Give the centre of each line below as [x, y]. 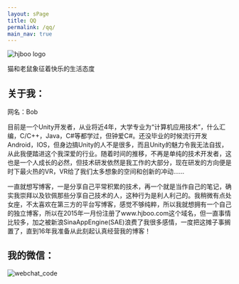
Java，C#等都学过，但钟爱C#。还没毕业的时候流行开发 [127, 136]
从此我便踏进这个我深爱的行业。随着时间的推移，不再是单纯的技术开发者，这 [119, 154]
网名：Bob [23, 112]
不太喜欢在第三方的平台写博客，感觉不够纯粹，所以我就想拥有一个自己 [129, 204]
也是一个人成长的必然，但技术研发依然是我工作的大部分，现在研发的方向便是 [119, 163]
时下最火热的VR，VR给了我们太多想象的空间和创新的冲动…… [96, 172]
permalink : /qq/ [31, 27]
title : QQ [22, 21]
